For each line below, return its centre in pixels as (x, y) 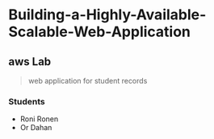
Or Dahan (36, 128)
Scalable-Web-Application (100, 32)
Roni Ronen (39, 119)
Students (27, 101)
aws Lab (30, 61)
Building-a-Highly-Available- (107, 15)
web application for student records (88, 81)
